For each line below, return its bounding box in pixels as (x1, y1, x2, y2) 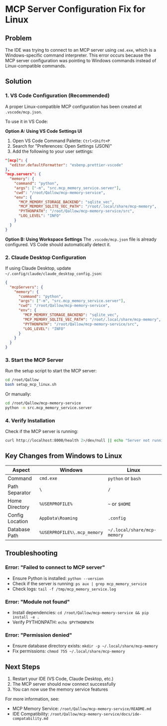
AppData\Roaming (39, 515, 78, 521)
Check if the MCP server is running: (5, 429, 79, 435)
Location (7, 518, 28, 525)
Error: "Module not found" (5, 598, 70, 605)
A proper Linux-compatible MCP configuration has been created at (5, 103, 142, 109)
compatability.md (12, 716, 49, 721)
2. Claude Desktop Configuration (5, 254, 86, 261)
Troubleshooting (5, 549, 58, 557)
